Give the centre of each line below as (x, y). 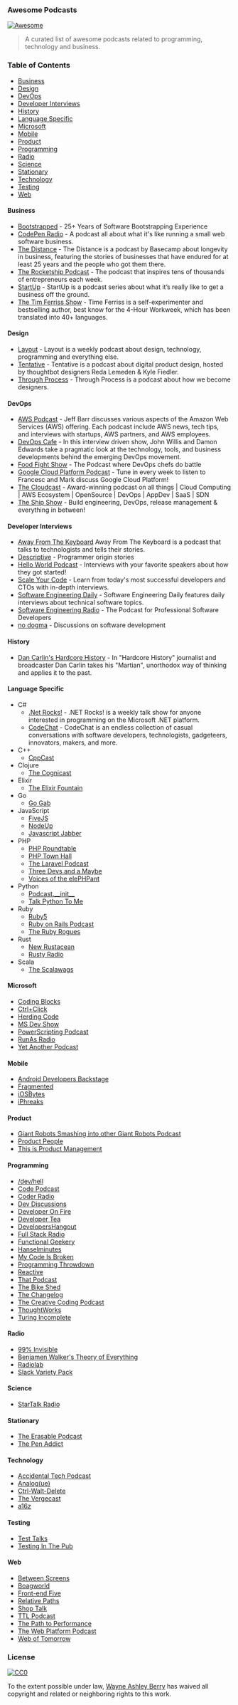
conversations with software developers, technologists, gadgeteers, (128, 735)
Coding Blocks (39, 1002)
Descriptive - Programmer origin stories (76, 557)
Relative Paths (38, 1600)
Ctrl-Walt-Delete (42, 1491)
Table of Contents (39, 65)
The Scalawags (51, 969)
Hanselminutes (39, 1249)
